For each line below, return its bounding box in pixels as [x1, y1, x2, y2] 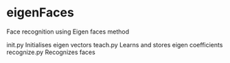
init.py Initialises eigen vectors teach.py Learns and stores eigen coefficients [6, 40, 223, 49]
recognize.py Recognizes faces [6, 48, 95, 56]
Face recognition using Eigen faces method [6, 27, 130, 36]
